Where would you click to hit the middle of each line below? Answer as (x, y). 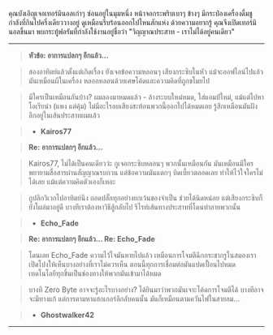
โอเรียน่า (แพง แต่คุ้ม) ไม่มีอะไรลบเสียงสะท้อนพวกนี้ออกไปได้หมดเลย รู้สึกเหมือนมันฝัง (143, 106)
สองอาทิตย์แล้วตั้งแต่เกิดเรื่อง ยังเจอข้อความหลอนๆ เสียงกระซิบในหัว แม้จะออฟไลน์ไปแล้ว (146, 71)
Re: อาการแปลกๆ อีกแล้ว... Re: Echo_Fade (92, 239)
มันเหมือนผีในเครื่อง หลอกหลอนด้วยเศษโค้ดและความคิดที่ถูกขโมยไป (119, 81)
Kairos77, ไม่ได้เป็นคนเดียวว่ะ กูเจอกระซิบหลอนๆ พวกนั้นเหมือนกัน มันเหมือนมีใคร (141, 163)
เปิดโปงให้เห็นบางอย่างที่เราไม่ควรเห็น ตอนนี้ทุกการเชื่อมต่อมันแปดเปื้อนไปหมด (132, 264)
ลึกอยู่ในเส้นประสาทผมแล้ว (64, 115)
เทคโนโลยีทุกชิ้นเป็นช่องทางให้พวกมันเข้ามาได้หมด (95, 273)
